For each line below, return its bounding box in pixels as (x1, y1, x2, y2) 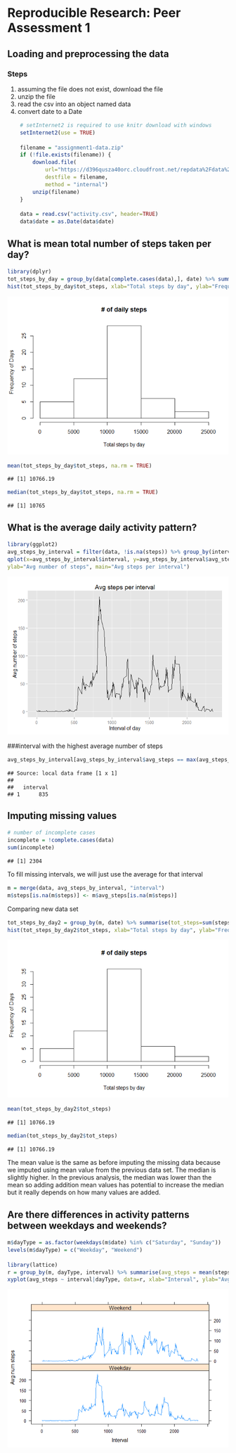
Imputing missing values (7, 810, 117, 822)
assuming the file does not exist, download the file (17, 84, 164, 93)
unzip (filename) (32, 188, 80, 195)
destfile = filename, (44, 174, 109, 181)
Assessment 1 (7, 20, 91, 36)
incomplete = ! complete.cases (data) (7, 837, 114, 844)
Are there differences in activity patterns (7, 1208, 190, 1220)
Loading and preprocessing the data (7, 48, 169, 60)
